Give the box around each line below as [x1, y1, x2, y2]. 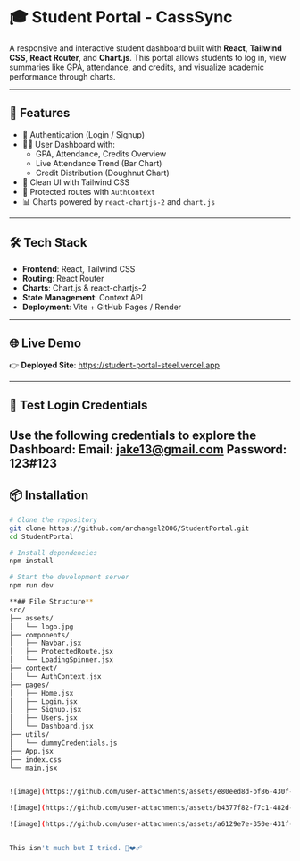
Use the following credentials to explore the [9, 428, 257, 443]
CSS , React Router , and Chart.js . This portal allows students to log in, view [9, 52, 287, 63]
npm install [9, 556, 54, 566]
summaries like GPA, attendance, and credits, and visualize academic [9, 62, 265, 72]
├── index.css [9, 755, 62, 764]
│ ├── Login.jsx [9, 696, 78, 706]
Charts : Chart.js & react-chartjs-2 [21, 283, 147, 293]
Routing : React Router [21, 273, 104, 283]
